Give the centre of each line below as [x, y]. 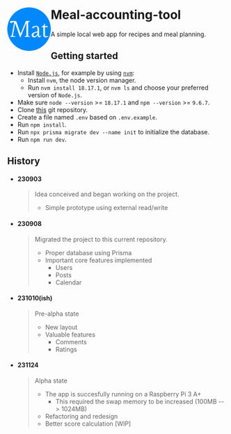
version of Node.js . [55, 95]
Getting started [85, 56]
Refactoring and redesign [81, 416]
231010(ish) [35, 298]
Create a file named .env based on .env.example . [87, 117]
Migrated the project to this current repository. [101, 239]
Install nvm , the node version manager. [82, 80]
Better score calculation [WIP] [88, 424]
